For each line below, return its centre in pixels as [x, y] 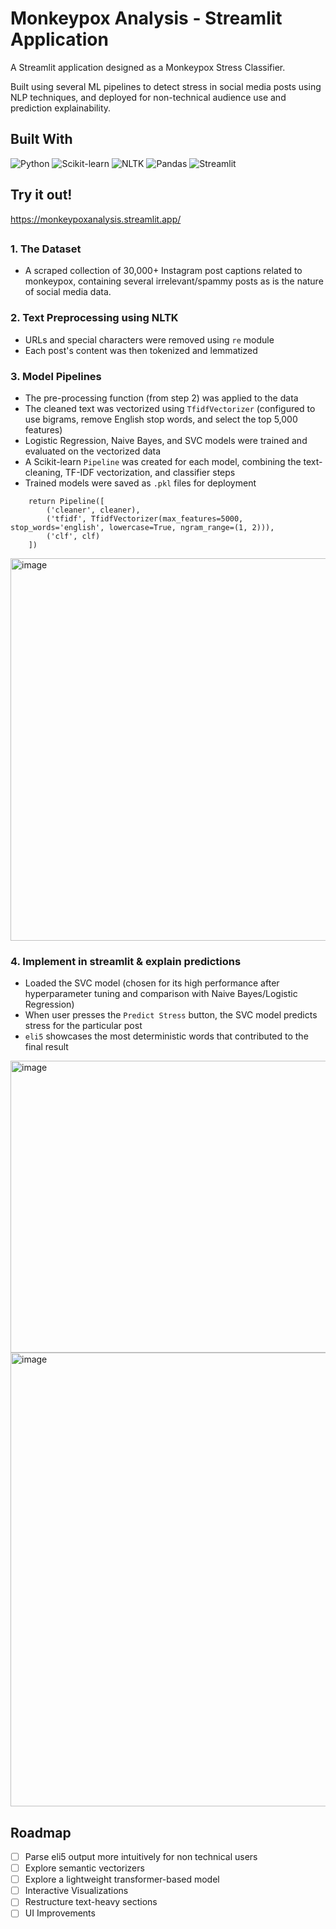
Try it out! [41, 195]
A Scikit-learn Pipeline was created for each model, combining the [163, 461]
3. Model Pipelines [56, 376]
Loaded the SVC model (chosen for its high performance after [152, 983]
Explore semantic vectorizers [84, 1868]
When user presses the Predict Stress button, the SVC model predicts [171, 1015]
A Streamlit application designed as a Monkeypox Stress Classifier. [148, 67]
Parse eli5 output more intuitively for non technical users [141, 1857]
